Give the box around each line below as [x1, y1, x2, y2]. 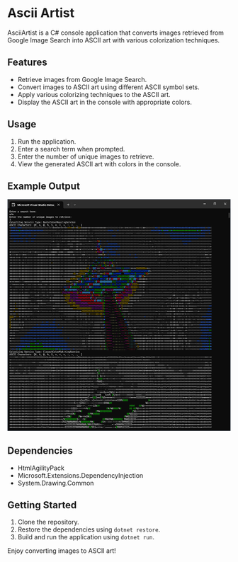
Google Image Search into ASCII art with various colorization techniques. [7, 35, 220, 44]
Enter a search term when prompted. [17, 144, 125, 153]
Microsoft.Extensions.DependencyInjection [17, 471, 144, 479]
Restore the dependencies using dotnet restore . [17, 525, 161, 534]
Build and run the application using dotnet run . [17, 533, 154, 541]
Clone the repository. [17, 518, 79, 527]
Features [7, 57, 47, 69]
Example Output [7, 180, 80, 192]
